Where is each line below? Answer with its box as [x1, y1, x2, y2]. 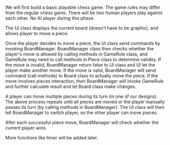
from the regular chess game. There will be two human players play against [5, 10, 163, 16]
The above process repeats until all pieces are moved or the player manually [5, 99, 165, 105]
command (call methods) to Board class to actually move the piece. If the [5, 73, 158, 78]
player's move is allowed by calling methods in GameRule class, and [5, 51, 148, 57]
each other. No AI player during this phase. [5, 15, 95, 21]
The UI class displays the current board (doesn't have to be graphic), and [5, 25, 159, 31]
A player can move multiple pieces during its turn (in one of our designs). [5, 94, 158, 99]
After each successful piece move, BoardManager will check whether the [5, 120, 159, 125]
